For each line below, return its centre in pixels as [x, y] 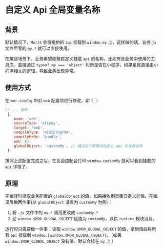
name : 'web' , [27, 119]
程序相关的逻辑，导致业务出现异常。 [41, 71]
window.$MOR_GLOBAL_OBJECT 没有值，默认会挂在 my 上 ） [61, 241]
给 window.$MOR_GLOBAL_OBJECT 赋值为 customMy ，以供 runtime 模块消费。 [84, 219]
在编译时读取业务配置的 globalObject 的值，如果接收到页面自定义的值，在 [79, 196]
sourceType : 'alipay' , [37, 123]
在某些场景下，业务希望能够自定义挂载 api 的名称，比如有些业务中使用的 [78, 59]
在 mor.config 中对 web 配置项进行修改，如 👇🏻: [52, 100]
